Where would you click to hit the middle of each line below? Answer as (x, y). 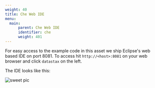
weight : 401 (30, 37)
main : (15, 23)
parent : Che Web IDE (39, 28)
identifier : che (34, 32)
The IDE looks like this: (28, 70)
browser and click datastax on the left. (43, 61)
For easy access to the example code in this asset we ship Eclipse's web (78, 51)
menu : (10, 19)
